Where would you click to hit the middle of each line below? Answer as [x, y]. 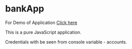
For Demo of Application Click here [41, 22]
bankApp [25, 9]
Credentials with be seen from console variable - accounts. [66, 42]
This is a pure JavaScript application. [43, 32]
